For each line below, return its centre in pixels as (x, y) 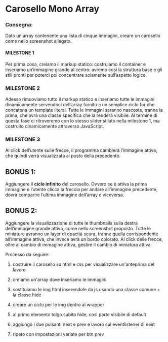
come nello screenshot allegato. (39, 41)
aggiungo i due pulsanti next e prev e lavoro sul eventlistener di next (84, 324)
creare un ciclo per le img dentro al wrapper (58, 304)
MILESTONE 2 (23, 88)
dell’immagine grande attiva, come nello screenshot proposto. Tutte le (78, 228)
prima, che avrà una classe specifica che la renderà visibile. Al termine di (81, 115)
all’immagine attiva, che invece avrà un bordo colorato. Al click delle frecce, (84, 239)
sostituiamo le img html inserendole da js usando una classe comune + (86, 289)
